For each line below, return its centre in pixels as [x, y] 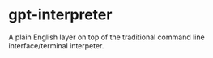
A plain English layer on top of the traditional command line [106, 37]
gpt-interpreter [60, 15]
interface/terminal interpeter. [56, 45]
